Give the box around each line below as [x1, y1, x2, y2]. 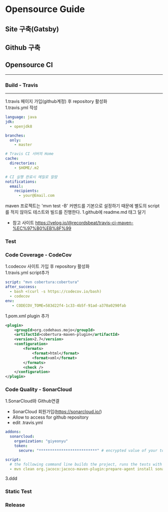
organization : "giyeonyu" [14, 439, 68, 444]
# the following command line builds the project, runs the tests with [9, 462, 162, 467]
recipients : [14, 188, 39, 194]
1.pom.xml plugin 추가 [5, 313, 49, 319]
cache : [5, 156, 19, 161]
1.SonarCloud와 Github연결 [5, 398, 60, 404]
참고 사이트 [12, 220, 34, 226]
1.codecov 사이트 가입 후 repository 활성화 [5, 264, 90, 270]
